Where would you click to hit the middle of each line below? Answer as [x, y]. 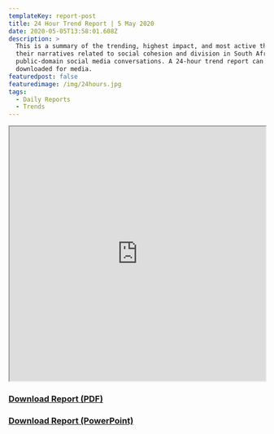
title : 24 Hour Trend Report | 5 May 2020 [81, 24]
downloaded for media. [54, 69]
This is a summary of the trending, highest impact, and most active [136, 46]
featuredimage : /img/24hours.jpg [65, 84]
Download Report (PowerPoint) [71, 420]
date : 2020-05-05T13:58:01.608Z [63, 31]
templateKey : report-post [52, 16]
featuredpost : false [43, 77]
